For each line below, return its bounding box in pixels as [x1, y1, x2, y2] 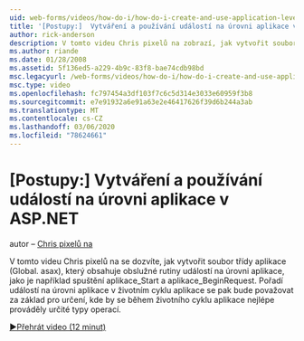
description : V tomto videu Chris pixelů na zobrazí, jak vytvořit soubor [9, 38, 298, 48]
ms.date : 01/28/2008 [9, 55, 88, 64]
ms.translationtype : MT [9, 106, 100, 115]
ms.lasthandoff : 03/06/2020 [9, 123, 116, 132]
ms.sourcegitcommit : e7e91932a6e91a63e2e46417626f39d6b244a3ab [9, 97, 253, 107]
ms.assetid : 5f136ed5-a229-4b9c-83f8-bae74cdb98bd [9, 64, 204, 73]
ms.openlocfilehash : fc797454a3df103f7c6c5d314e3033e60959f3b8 [9, 89, 253, 98]
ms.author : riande [9, 47, 79, 56]
